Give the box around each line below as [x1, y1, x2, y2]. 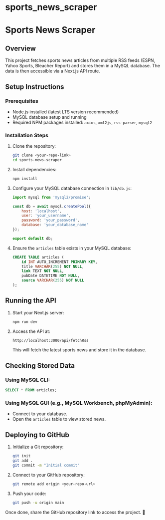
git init [12, 454, 31, 459]
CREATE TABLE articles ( [12, 255, 64, 260]
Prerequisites [5, 97, 38, 104]
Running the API [5, 296, 56, 305]
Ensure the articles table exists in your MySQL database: [12, 245, 132, 251]
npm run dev [12, 319, 37, 324]
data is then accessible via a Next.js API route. [5, 68, 101, 74]
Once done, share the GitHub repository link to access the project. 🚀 [5, 509, 146, 515]
